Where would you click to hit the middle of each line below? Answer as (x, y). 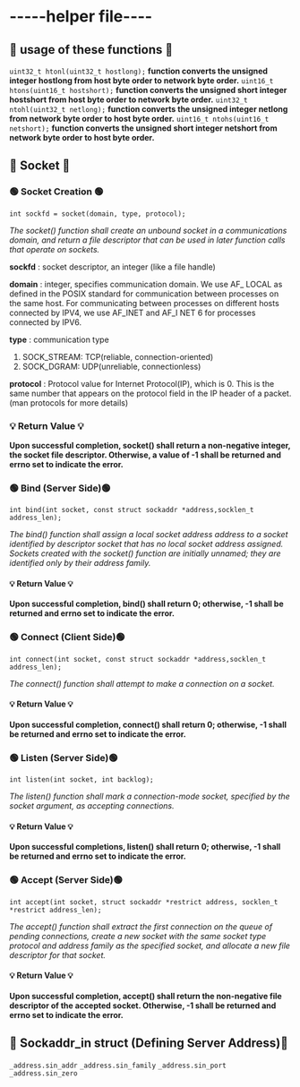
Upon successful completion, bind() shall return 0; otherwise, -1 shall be (146, 604)
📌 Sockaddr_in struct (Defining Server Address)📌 (149, 1044)
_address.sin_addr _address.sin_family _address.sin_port (118, 1066)
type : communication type (59, 339)
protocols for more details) (79, 402)
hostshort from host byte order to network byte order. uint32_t (129, 99)
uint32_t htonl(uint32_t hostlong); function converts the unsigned (139, 71)
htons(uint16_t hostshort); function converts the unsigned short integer (148, 90)
